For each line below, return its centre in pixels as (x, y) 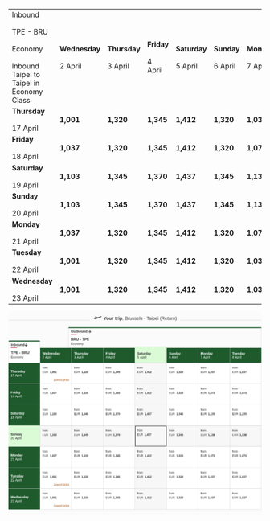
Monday (26, 224)
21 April (25, 241)
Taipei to (26, 74)
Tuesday (27, 252)
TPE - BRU (30, 31)
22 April (25, 269)
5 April (187, 66)
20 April (25, 213)
